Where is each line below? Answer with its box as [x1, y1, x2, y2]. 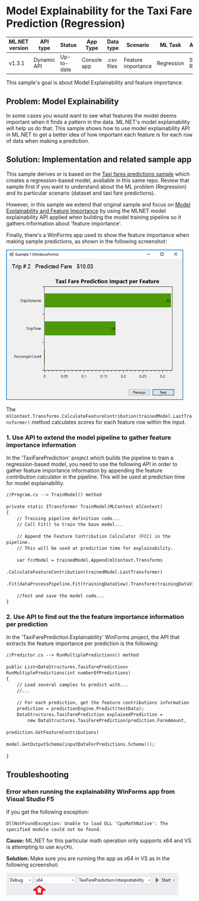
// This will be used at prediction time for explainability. [17, 546, 174, 552]
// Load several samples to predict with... [17, 682, 129, 688]
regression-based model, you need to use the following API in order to [6, 461, 178, 468]
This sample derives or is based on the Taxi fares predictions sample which [6, 170, 190, 177]
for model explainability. [6, 480, 65, 487]
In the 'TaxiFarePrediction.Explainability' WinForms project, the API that [6, 634, 180, 641]
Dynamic [33, 57, 56, 64]
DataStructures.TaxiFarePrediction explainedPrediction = [17, 712, 163, 718]
